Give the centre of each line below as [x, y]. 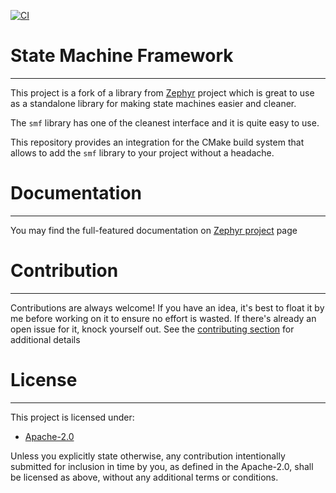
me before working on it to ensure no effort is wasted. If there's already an [163, 318]
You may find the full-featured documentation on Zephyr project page [154, 230]
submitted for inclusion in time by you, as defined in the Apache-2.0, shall [162, 466]
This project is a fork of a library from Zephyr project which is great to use [162, 92]
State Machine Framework [122, 56]
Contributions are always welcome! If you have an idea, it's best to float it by [167, 307]
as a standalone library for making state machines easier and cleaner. [153, 103]
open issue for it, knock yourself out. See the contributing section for [152, 329]
